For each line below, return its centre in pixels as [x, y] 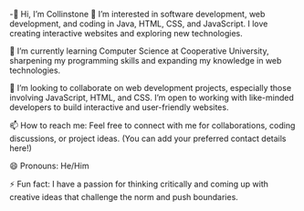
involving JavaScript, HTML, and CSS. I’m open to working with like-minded [152, 97]
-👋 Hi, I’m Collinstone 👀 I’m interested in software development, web [137, 14]
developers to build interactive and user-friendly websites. [119, 107]
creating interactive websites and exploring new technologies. [126, 33]
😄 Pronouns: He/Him [49, 166]
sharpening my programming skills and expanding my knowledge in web [146, 60]
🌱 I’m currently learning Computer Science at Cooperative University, [139, 51]
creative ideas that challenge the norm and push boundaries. [124, 197]
